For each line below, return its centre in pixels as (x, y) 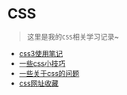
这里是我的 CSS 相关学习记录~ (73, 36)
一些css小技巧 (42, 63)
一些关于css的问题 (49, 73)
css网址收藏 (38, 83)
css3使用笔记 (41, 53)
